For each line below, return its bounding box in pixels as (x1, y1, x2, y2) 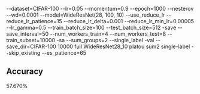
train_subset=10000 (6, 37, 56, 43)
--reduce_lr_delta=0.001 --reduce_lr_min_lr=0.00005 (63, 18, 195, 24)
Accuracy (6, 67, 44, 77)
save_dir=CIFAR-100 (6, 43, 57, 50)
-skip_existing (6, 49, 41, 56)
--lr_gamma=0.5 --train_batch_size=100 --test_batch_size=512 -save (6, 24, 177, 31)
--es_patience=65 (41, 49, 87, 56)
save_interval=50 (6, 30, 49, 37)
